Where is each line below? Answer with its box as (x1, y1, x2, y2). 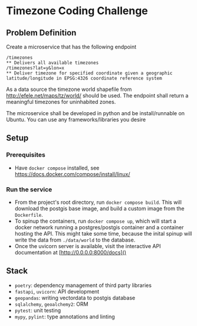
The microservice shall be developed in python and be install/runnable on (6, 110, 185, 116)
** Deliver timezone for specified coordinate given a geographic (6, 70, 173, 76)
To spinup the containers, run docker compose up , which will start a (14, 217, 177, 224)
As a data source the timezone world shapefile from (6, 86, 132, 93)
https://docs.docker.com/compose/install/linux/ (14, 170, 130, 178)
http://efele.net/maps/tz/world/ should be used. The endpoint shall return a (6, 92, 189, 99)
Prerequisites (6, 151, 45, 159)
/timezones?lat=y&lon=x (6, 65, 65, 71)
